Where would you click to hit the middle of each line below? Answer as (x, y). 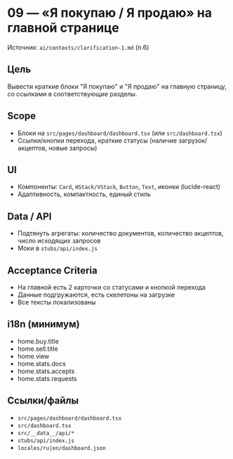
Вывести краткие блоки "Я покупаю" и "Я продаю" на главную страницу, (117, 86)
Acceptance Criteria (52, 270)
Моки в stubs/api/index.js (58, 248)
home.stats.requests (47, 378)
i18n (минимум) (44, 324)
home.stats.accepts (46, 371)
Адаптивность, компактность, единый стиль (84, 194)
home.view (33, 356)
